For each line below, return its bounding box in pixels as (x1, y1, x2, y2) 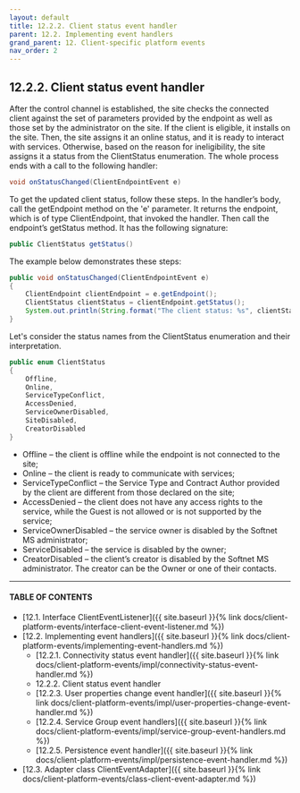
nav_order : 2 (9, 47, 58, 55)
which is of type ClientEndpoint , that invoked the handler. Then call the (9, 212, 270, 224)
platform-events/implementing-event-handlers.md (21, 640, 208, 651)
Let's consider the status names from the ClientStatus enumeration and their (9, 330, 291, 341)
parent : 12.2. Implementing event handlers (9, 30, 174, 38)
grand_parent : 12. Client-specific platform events (9, 38, 205, 47)
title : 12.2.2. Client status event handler (9, 21, 178, 30)
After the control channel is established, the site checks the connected (9, 103, 270, 114)
